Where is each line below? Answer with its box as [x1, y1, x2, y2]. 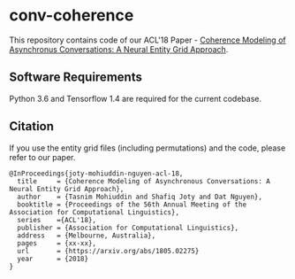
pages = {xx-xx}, [17, 238, 97, 248]
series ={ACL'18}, [17, 215, 97, 224]
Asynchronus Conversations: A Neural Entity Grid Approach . [9, 43, 229, 54]
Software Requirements [9, 70, 143, 85]
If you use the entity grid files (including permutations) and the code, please [9, 143, 286, 153]
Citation [9, 119, 55, 134]
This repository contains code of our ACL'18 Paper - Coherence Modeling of [9, 35, 286, 45]
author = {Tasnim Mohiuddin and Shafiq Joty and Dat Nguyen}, [17, 192, 263, 201]
